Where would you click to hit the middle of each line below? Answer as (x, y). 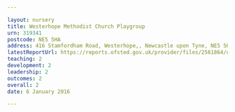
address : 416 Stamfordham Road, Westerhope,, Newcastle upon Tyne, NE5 (114, 46)
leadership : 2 (28, 72)
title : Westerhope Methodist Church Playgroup (76, 26)
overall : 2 (23, 85)
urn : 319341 (24, 33)
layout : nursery (31, 20)
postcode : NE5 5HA (34, 39)
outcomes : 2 (24, 78)
